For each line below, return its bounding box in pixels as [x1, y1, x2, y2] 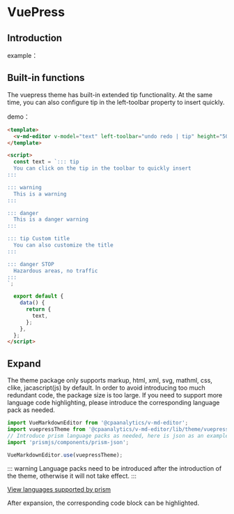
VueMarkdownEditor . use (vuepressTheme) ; [7, 451, 123, 458]
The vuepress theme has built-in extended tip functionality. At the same [7, 90, 213, 98]
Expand [7, 358, 41, 369]
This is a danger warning [13, 216, 89, 223]
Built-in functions [7, 72, 85, 84]
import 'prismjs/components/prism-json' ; [7, 439, 130, 446]
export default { [13, 293, 64, 300]
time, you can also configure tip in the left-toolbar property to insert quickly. [7, 98, 225, 106]
